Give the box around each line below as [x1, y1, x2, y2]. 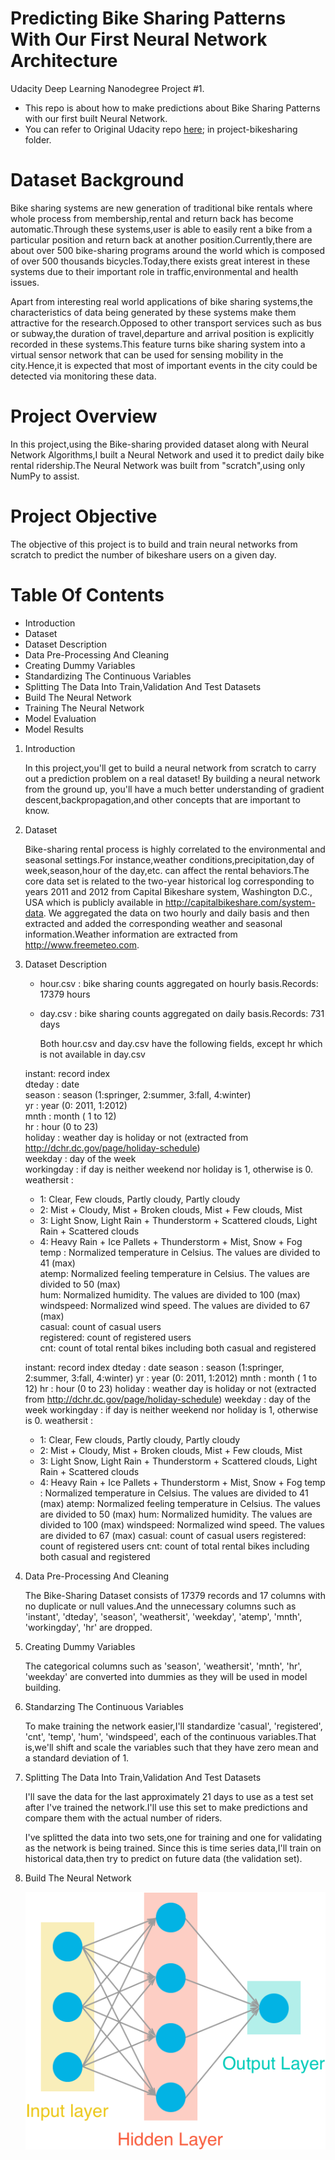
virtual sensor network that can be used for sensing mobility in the [10, 348, 284, 361]
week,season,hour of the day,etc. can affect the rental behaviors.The [24, 864, 310, 876]
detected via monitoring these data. [10, 370, 157, 382]
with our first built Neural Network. [24, 112, 168, 124]
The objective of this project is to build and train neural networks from [10, 538, 298, 550]
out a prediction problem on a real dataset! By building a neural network [24, 772, 321, 784]
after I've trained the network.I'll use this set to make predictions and [24, 1801, 308, 1813]
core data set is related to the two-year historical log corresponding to [24, 875, 315, 887]
